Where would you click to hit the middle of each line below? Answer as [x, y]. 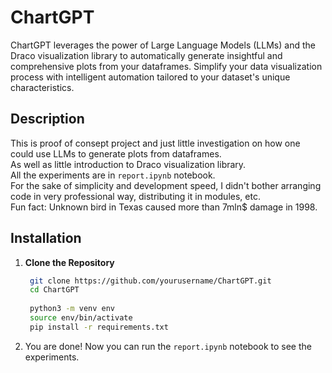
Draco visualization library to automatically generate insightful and [146, 55]
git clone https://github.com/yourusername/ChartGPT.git [150, 281]
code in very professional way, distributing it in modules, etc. [135, 196]
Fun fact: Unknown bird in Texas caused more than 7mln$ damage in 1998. [164, 207]
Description [47, 119]
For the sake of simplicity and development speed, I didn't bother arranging [166, 185]
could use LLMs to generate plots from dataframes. [116, 153]
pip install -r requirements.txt [99, 327]
